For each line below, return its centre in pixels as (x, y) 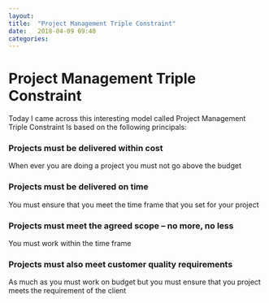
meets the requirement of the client (67, 291)
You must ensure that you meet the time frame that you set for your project (134, 205)
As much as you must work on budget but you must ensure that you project (135, 282)
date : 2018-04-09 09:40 (52, 31)
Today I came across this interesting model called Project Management (127, 119)
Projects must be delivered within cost (86, 149)
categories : (28, 39)
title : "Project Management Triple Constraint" (92, 24)
